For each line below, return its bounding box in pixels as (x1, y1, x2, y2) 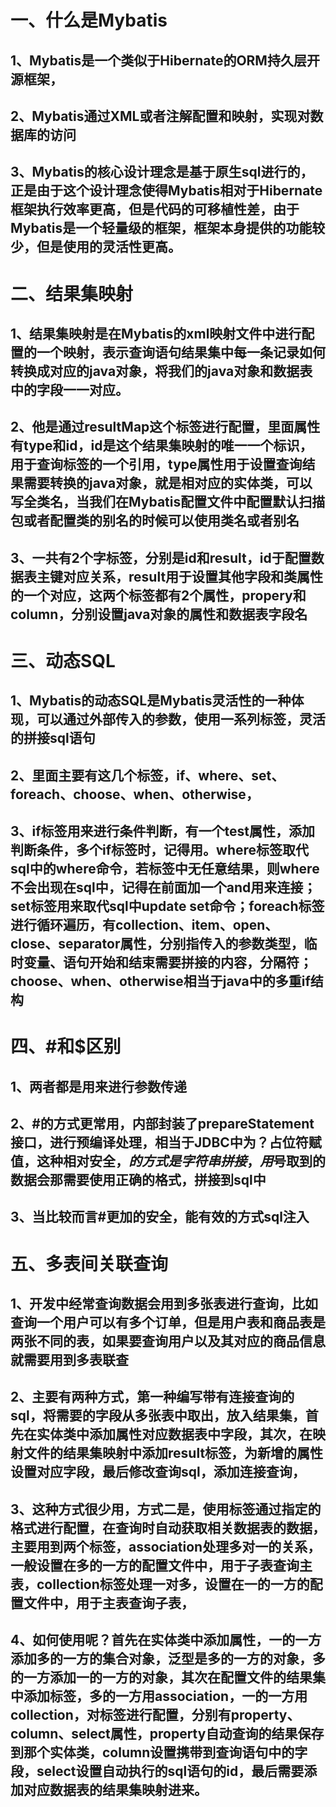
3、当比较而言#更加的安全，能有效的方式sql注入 (10, 1209, 310, 1226)
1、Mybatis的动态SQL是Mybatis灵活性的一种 (10, 692, 292, 710)
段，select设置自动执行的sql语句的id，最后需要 (10, 1763, 305, 1780)
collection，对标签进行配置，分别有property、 (10, 1707, 301, 1724)
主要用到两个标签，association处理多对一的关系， (10, 1538, 322, 1555)
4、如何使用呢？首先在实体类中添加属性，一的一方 (10, 1632, 322, 1649)
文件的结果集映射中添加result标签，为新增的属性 (23, 1445, 324, 1462)
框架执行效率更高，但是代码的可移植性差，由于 (10, 201, 300, 218)
